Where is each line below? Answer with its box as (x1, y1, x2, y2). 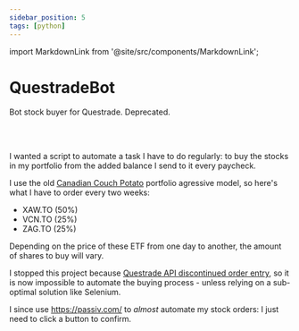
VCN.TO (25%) (21, 214, 78, 225)
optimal (9, 287, 37, 298)
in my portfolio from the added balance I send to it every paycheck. (9, 160, 256, 171)
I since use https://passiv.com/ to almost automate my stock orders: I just (9, 304, 279, 315)
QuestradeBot (9, 77, 116, 98)
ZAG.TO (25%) (21, 224, 77, 234)
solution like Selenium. (38, 287, 121, 298)
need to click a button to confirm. (9, 314, 132, 325)
